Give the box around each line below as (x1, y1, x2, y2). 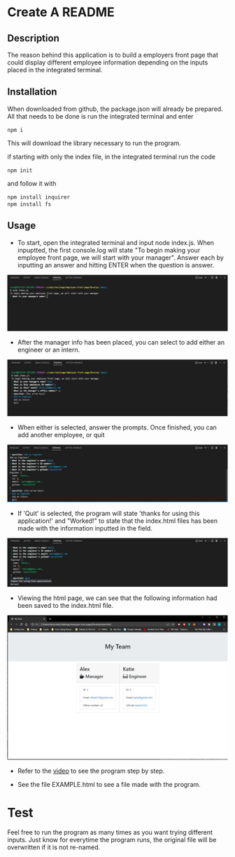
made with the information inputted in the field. (17, 524, 152, 533)
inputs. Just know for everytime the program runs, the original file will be (7, 835, 217, 844)
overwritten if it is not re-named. (7, 843, 101, 851)
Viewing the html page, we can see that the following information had (17, 594, 218, 602)
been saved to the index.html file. (17, 601, 114, 609)
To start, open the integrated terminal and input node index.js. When (17, 238, 215, 246)
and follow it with (7, 179, 57, 187)
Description (7, 32, 59, 44)
